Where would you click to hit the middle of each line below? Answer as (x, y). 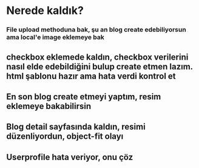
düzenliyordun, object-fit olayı (65, 137)
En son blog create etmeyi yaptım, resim (84, 96)
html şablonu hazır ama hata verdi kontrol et (91, 76)
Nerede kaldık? (45, 11)
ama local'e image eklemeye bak (56, 37)
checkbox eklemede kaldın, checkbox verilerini (97, 57)
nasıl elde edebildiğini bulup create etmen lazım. (99, 67)
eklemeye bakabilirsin (49, 106)
